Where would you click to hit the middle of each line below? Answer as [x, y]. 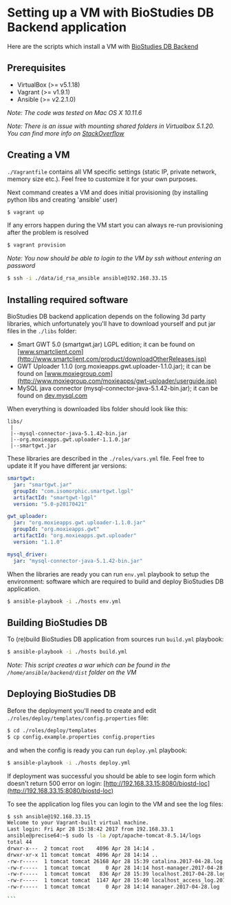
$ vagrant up [26, 212]
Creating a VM [38, 155]
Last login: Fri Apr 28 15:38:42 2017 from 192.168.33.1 [90, 829]
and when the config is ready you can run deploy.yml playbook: [97, 750]
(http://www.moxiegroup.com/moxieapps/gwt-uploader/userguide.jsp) [117, 381]
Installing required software [68, 300]
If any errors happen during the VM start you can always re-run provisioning [115, 225]
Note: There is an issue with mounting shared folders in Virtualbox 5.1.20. [111, 126]
